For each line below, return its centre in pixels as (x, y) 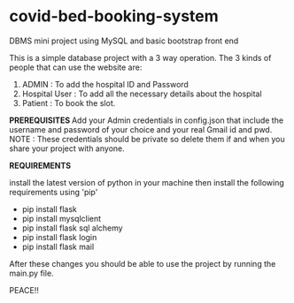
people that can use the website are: (76, 67)
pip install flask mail (58, 246)
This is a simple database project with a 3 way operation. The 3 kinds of (140, 57)
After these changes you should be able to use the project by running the (143, 263)
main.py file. (32, 273)
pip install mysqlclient (62, 218)
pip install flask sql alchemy (72, 228)
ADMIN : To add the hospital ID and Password (105, 84)
